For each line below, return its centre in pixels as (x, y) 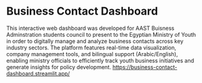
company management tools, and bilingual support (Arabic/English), (92, 54)
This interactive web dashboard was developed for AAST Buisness (90, 28)
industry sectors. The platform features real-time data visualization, (91, 48)
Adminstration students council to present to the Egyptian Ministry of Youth (101, 34)
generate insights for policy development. (59, 67)
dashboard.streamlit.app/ (38, 73)
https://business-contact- (145, 67)
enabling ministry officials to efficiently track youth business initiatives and (100, 60)
